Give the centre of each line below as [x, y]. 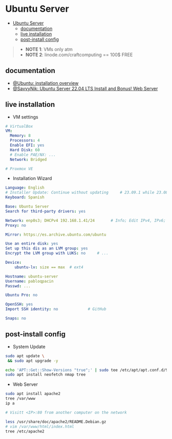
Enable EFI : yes [27, 145]
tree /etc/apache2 [25, 431]
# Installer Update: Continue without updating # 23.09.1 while [80, 193]
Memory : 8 [20, 136]
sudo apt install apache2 [33, 394]
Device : [14, 263]
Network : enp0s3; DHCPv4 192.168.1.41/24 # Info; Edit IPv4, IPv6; [86, 220]
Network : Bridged [28, 159]
